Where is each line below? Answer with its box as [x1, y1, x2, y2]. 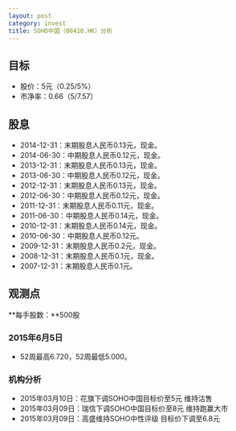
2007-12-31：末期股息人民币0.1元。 [19, 261, 137, 271]
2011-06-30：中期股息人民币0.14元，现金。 [19, 211, 164, 220]
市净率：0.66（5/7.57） [19, 92, 98, 102]
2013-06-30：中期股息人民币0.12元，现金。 [19, 171, 165, 180]
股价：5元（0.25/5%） [19, 81, 96, 91]
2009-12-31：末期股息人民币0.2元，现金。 [19, 241, 161, 251]
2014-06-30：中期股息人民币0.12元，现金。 [19, 151, 165, 160]
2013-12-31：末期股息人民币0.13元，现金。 [19, 160, 162, 170]
